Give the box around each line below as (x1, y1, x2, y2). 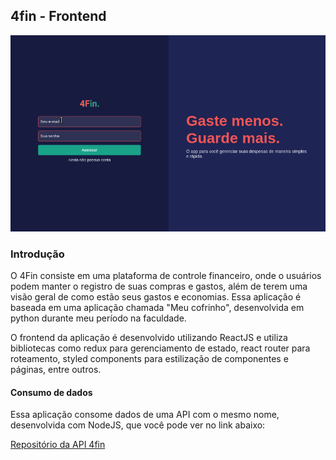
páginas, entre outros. (10, 363, 102, 375)
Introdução (10, 247, 65, 261)
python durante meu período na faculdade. (10, 312, 187, 324)
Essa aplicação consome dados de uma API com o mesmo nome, (10, 409, 280, 421)
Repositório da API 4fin (10, 439, 106, 451)
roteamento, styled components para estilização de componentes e (10, 352, 289, 364)
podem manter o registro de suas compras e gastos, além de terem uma (10, 280, 308, 292)
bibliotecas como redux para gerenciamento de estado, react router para (10, 342, 311, 354)
